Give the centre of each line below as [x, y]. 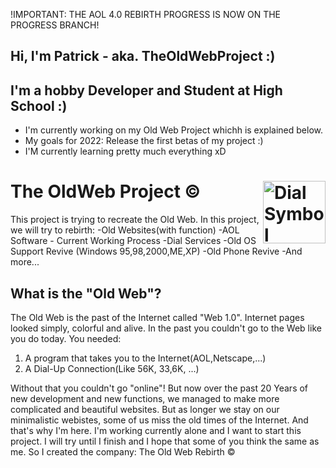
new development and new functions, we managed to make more [145, 398]
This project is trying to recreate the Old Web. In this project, [135, 220]
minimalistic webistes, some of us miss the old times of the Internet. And [159, 420]
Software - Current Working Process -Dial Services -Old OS [133, 241]
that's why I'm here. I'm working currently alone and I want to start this [156, 430]
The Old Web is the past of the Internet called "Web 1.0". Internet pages [157, 317]
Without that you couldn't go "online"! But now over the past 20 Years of [159, 388]
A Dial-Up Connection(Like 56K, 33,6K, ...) [112, 368]
